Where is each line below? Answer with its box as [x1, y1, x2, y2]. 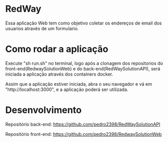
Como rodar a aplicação [5, 43, 109, 55]
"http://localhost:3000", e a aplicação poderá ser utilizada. [5, 86, 129, 92]
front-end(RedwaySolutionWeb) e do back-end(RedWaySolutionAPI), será [5, 65, 161, 72]
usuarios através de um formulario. [5, 25, 79, 31]
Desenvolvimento [5, 104, 82, 116]
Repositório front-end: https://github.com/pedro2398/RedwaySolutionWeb [5, 131, 162, 137]
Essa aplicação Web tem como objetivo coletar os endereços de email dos [5, 20, 162, 26]
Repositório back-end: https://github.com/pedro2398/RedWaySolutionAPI [5, 121, 161, 127]
